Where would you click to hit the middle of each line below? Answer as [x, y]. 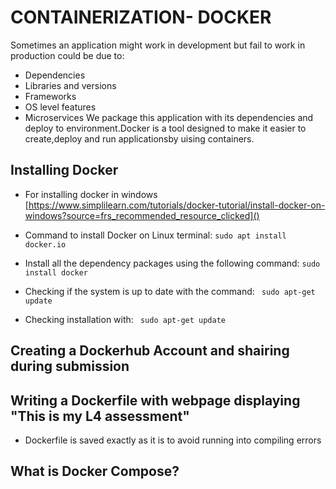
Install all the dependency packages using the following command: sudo [172, 263]
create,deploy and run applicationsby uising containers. [139, 138]
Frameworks [50, 96]
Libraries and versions [70, 85]
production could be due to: [67, 55]
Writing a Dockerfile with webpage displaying [155, 400]
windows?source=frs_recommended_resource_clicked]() [142, 215]
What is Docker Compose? [95, 471]
